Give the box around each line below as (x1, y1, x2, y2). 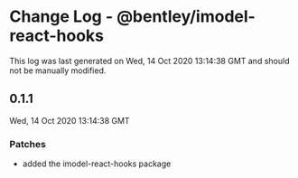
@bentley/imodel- (116, 6, 256, 27)
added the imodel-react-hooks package (22, 158, 172, 169)
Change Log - (9, 6, 114, 27)
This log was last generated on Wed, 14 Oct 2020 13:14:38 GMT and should (9, 55, 290, 66)
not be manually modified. (9, 65, 107, 76)
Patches (9, 137, 47, 150)
